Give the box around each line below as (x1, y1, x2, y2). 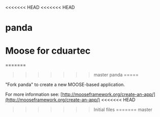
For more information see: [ (5, 91, 62, 98)
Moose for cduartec (5, 45, 91, 57)
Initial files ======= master (93, 106, 152, 113)
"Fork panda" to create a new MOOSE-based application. (5, 82, 125, 88)
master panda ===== (93, 72, 139, 78)
